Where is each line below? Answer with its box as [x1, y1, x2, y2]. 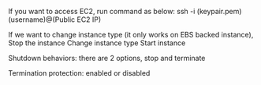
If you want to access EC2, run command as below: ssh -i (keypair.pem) [8, 7, 242, 16]
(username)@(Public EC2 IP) [8, 15, 102, 24]
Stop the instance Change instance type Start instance [8, 38, 186, 48]
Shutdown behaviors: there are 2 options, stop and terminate [8, 54, 206, 62]
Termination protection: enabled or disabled [8, 69, 151, 77]
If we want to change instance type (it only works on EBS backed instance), [8, 30, 254, 39]
